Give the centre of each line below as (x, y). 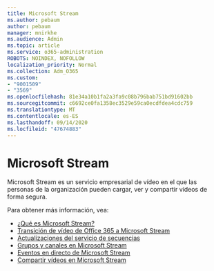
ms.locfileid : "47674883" (44, 129)
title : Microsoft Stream (43, 13)
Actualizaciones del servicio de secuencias (78, 238)
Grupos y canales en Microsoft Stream (72, 245)
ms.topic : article (33, 46)
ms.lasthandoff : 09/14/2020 (48, 122)
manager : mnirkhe (32, 33)
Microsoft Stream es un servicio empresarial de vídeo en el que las (102, 182)
